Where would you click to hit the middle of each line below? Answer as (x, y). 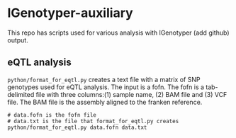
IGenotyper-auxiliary (70, 13)
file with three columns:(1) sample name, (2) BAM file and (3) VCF (131, 94)
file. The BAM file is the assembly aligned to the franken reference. (105, 102)
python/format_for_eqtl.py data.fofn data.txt (77, 127)
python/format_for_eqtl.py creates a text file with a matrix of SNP (104, 79)
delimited (21, 94)
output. (18, 40)
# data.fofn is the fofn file (52, 115)
